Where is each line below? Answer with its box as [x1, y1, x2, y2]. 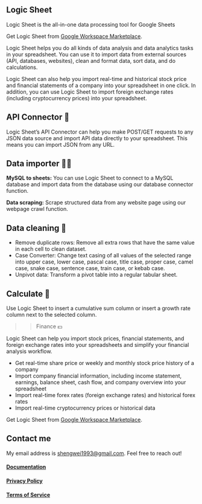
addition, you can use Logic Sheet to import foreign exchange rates [6, 88, 174, 95]
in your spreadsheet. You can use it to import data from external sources [6, 51, 187, 58]
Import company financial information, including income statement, [14, 372, 182, 380]
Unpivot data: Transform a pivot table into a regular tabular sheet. [14, 271, 178, 279]
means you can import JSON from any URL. [6, 141, 115, 148]
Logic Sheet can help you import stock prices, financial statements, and [6, 335, 185, 342]
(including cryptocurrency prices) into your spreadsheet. [6, 94, 147, 102]
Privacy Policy [6, 477, 43, 485]
